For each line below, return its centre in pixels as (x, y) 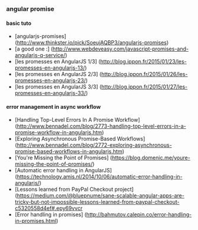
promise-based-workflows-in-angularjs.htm (68, 152)
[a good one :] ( (34, 49)
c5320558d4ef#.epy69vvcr (49, 208)
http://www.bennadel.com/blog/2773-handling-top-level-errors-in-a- (102, 126)
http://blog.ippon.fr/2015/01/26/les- (144, 74)
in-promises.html (36, 221)
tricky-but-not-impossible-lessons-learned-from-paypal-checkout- (97, 202)
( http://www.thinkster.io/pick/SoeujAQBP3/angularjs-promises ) (92, 43)
